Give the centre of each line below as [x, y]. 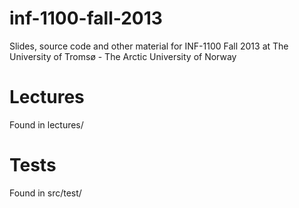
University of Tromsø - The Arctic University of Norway [123, 56]
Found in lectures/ [46, 124]
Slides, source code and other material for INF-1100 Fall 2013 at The [149, 46]
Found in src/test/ [45, 193]
